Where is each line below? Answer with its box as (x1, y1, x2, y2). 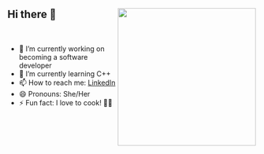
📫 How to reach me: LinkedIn (18, 78, 116, 87)
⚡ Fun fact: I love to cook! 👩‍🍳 (18, 97, 113, 107)
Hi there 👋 (7, 8, 57, 21)
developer (18, 60, 52, 70)
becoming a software (18, 52, 88, 61)
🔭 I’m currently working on (18, 44, 105, 53)
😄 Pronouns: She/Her (18, 89, 91, 98)
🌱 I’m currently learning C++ (18, 68, 111, 79)
